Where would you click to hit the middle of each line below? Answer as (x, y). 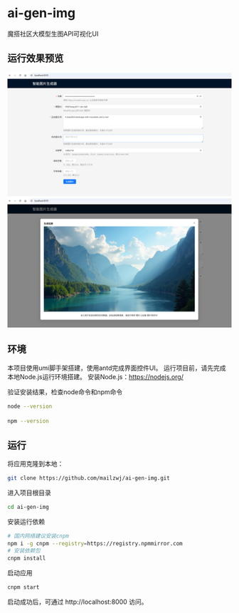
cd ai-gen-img (28, 507)
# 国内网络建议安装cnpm (38, 536)
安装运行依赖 (26, 521)
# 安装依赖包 (24, 551)
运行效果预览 (36, 58)
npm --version (28, 421)
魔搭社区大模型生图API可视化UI (53, 34)
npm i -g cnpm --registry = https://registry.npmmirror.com (95, 543)
